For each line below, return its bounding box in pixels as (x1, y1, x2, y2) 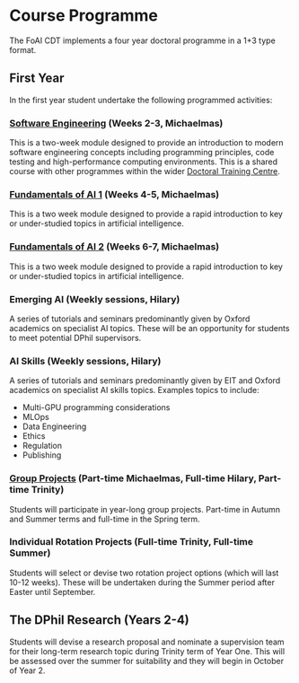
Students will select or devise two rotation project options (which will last (9, 567, 279, 578)
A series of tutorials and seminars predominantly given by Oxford (9, 313, 251, 324)
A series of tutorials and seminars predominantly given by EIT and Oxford (9, 375, 281, 386)
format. (9, 44, 37, 55)
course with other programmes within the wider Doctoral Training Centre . (9, 166, 281, 177)
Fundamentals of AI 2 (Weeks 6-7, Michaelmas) (9, 241, 220, 253)
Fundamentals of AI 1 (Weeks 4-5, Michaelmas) (9, 188, 220, 200)
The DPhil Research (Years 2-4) (9, 612, 190, 628)
